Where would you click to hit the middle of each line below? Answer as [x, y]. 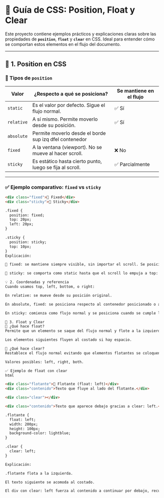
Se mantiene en [135, 91]
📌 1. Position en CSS [36, 64]
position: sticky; [28, 242]
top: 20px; [20, 220]
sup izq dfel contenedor [60, 139]
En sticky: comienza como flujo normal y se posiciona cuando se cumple [81, 313]
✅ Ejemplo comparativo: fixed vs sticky [53, 187]
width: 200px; [24, 424]
